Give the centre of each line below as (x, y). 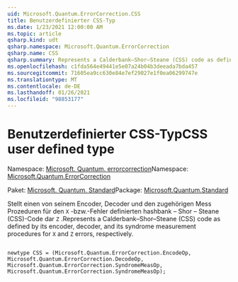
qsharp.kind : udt (33, 40)
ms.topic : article (34, 34)
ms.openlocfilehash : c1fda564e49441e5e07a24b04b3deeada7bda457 (103, 66)
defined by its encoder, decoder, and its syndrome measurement (102, 226)
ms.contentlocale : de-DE (44, 86)
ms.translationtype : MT (42, 80)
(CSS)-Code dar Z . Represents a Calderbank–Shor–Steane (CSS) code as (114, 218)
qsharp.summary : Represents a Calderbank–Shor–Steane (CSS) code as (110, 60)
